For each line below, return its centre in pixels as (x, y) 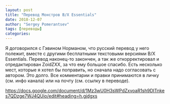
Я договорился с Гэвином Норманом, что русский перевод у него (77, 48)
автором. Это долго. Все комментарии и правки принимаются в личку (82, 75)
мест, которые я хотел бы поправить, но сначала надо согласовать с (81, 70)
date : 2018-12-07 (24, 19)
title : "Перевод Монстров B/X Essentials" (51, 15)
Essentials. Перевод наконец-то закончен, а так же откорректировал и (82, 59)
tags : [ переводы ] (24, 29)
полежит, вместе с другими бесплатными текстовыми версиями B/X (80, 54)
